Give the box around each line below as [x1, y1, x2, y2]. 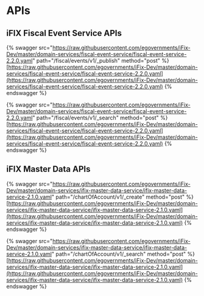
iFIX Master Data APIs [6, 164, 91, 174]
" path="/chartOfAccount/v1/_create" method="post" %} [51, 193, 194, 200]
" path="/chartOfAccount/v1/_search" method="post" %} [51, 250, 195, 258]
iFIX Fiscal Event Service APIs [6, 28, 122, 38]
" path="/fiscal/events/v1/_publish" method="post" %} [32, 57, 169, 64]
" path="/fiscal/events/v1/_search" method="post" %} [32, 114, 168, 121]
